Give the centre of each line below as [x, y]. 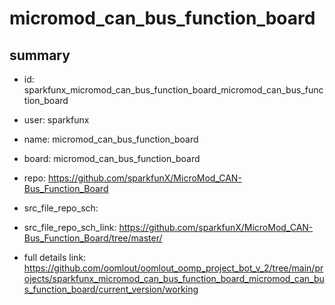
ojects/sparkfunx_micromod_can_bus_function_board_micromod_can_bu [174, 278]
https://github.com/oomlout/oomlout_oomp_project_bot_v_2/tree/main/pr [173, 268]
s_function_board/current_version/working [111, 289]
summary [40, 55]
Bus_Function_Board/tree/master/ [93, 238]
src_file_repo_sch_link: [70, 227]
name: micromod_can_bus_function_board [111, 139]
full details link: [55, 257]
